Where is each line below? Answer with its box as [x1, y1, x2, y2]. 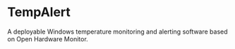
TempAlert [7, 4, 71, 20]
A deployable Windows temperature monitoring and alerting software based [7, 27, 228, 36]
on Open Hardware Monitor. [7, 34, 88, 43]
